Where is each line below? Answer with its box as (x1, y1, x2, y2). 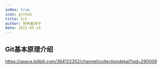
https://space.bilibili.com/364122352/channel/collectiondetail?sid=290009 (5, 58, 157, 64)
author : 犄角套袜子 (5, 21, 41, 26)
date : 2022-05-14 (5, 26, 41, 31)
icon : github (5, 12, 32, 17)
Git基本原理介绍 (5, 45, 53, 53)
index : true (5, 7, 30, 12)
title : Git (5, 16, 28, 21)
